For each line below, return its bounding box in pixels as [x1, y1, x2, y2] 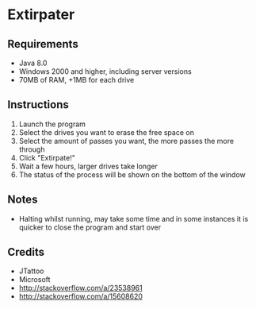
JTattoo [18, 266, 44, 276]
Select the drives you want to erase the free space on [18, 127, 195, 137]
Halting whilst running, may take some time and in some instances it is [18, 214, 249, 223]
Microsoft [18, 275, 51, 284]
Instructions [7, 98, 69, 112]
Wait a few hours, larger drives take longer [18, 161, 158, 171]
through [18, 145, 45, 154]
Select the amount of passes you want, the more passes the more [18, 136, 235, 145]
